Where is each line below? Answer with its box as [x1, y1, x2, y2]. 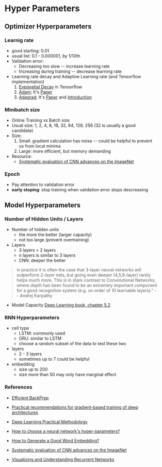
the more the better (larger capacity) [18, 232, 92, 238]
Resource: [11, 153, 32, 159]
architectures [11, 409, 38, 415]
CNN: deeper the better [18, 258, 66, 264]
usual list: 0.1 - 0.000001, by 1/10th [11, 53, 81, 59]
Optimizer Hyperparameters [4, 22, 92, 31]
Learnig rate [4, 37, 34, 44]
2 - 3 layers [18, 351, 42, 357]
